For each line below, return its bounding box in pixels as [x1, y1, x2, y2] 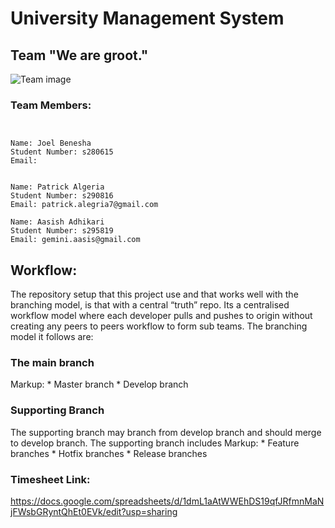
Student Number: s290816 [10, 191, 114, 201]
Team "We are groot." [10, 47, 149, 64]
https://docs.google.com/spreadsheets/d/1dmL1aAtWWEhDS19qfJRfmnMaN [10, 495, 325, 507]
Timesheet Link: [10, 472, 91, 486]
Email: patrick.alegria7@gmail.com [10, 200, 159, 210]
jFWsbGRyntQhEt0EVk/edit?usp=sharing [10, 506, 178, 517]
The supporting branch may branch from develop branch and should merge [10, 426, 322, 438]
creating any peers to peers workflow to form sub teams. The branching [10, 320, 308, 332]
